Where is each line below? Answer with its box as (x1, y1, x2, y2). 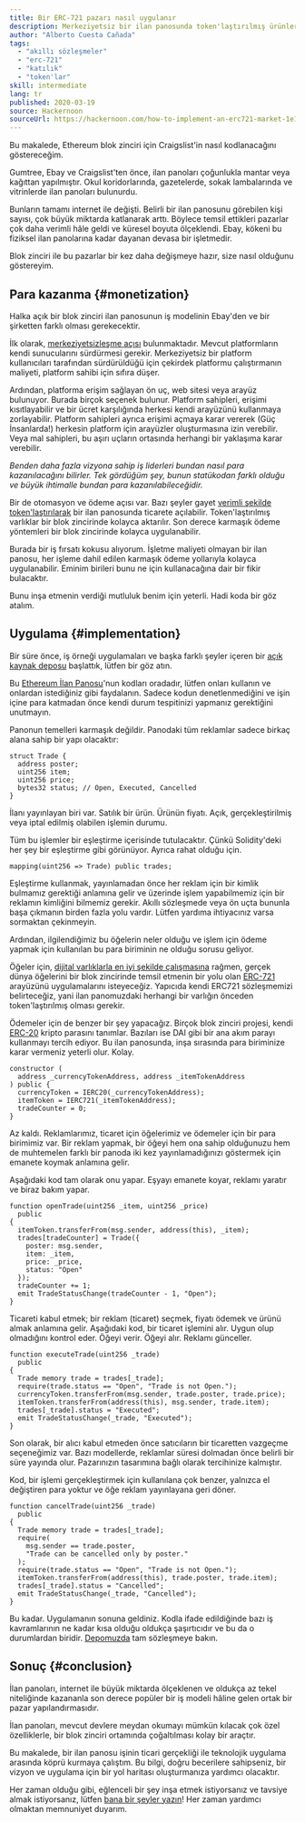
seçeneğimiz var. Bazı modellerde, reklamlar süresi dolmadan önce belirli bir (9, 1447, 294, 1457)
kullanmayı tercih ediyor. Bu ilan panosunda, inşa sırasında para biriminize (9, 1037, 286, 1047)
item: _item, (25, 1249, 75, 1258)
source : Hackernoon (9, 106, 84, 115)
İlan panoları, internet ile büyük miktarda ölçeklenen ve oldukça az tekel (9, 1683, 277, 1694)
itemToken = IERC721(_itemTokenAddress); (17, 1096, 177, 1105)
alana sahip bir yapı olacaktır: (9, 734, 119, 745)
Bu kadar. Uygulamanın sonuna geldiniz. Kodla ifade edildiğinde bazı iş (9, 1613, 274, 1624)
